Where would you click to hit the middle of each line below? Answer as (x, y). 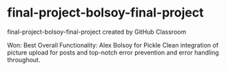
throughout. (24, 59)
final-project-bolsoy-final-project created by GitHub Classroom (97, 32)
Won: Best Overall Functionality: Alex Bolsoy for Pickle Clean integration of (113, 45)
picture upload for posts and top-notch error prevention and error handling (113, 52)
